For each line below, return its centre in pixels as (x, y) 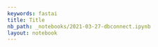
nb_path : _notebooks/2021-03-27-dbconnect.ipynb (79, 26)
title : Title (26, 20)
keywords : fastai (32, 13)
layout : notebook (32, 33)
